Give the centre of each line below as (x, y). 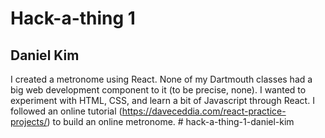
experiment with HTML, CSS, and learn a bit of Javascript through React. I (162, 100)
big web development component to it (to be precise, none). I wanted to (158, 90)
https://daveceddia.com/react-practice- (204, 111)
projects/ (29, 121)
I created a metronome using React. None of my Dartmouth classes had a (161, 79)
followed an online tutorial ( (66, 111)
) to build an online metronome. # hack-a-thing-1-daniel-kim (170, 121)
